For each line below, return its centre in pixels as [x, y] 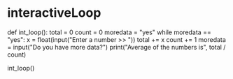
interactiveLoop [54, 13]
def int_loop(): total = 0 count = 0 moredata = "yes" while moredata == [109, 32]
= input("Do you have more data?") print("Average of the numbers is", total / [116, 47]
